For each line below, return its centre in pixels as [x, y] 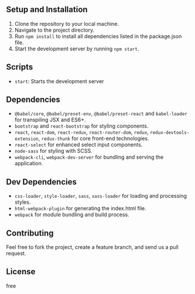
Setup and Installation [47, 10]
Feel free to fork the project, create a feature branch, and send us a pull [92, 247]
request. [16, 254]
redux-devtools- [170, 133]
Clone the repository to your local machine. [66, 23]
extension [27, 139]
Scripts [20, 67]
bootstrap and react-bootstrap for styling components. [81, 126]
